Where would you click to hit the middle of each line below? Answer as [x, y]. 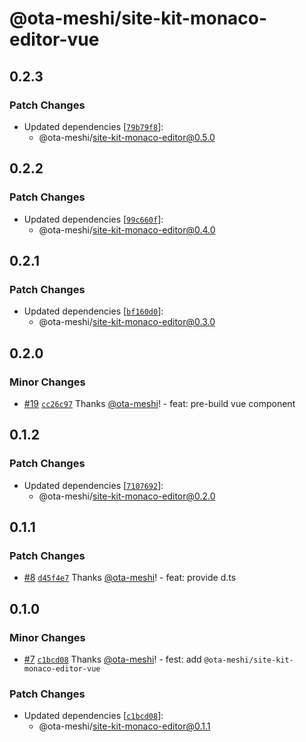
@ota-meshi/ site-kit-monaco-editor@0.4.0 [127, 229]
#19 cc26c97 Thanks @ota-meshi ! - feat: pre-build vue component [159, 403]
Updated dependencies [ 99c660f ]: [93, 219]
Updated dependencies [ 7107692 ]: [93, 485]
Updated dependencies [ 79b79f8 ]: [93, 126]
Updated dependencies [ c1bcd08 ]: [93, 716]
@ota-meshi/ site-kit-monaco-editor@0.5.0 [127, 137]
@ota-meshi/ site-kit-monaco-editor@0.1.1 [124, 726]
